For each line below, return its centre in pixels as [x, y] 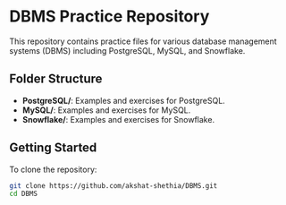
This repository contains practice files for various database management [143, 41]
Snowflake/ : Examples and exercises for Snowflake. [118, 119]
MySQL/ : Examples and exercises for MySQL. [106, 110]
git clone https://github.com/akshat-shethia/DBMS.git [114, 185]
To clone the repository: [53, 169]
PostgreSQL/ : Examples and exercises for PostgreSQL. [123, 100]
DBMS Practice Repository [109, 17]
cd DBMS [24, 194]
